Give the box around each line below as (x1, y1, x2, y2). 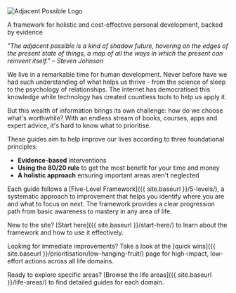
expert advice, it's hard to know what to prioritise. (7, 121, 151, 130)
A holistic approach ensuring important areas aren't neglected (17, 171, 199, 179)
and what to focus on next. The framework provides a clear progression (7, 200, 216, 208)
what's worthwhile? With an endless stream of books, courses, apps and (7, 114, 218, 122)
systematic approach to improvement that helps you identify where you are (7, 192, 225, 200)
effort (7, 257, 24, 265)
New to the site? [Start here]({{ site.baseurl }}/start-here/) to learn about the (7, 221, 228, 229)
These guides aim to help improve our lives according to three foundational (7, 135, 225, 143)
